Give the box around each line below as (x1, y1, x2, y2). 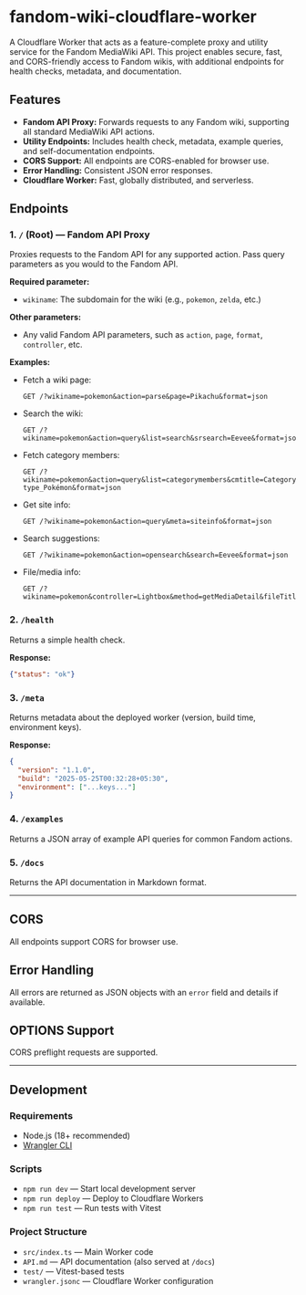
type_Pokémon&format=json (22, 484, 121, 493)
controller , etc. (22, 339, 83, 350)
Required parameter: (9, 277, 90, 287)
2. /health (9, 613, 55, 626)
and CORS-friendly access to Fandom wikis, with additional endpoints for (9, 56, 284, 67)
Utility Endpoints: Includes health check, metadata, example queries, (22, 135, 284, 147)
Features (9, 92, 61, 108)
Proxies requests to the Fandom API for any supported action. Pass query (9, 249, 285, 260)
